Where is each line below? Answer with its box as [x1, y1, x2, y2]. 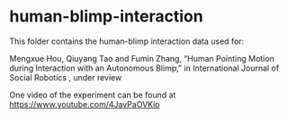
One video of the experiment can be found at [9, 89, 176, 100]
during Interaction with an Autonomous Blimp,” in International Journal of [9, 63, 280, 73]
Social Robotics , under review [9, 72, 122, 82]
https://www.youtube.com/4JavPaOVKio [9, 98, 160, 109]
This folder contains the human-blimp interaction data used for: [9, 36, 245, 46]
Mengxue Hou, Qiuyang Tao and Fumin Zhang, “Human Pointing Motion [9, 53, 274, 63]
